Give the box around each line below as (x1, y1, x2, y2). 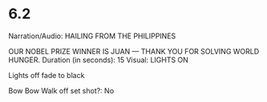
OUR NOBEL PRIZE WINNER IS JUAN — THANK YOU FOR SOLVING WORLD (8, 46, 260, 56)
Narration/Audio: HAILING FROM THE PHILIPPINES (8, 31, 176, 41)
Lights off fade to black (8, 70, 85, 80)
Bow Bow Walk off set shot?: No (8, 85, 115, 96)
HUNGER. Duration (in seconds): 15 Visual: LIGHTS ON (8, 55, 188, 65)
